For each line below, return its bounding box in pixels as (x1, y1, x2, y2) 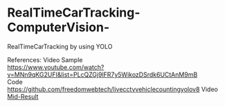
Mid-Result (7, 92, 39, 101)
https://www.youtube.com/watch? (7, 63, 105, 71)
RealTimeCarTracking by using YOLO (7, 42, 113, 50)
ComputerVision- (7, 19, 110, 35)
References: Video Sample (7, 55, 83, 64)
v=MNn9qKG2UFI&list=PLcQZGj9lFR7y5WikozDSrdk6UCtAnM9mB (7, 70, 198, 79)
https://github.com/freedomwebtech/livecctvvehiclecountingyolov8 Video (7, 85, 218, 93)
